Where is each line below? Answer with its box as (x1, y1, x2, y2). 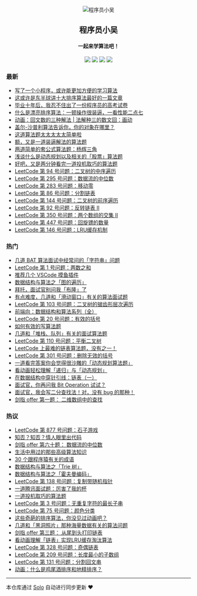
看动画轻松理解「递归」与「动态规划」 (14, 367, 107, 374)
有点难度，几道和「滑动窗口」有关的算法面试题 (14, 293, 128, 300)
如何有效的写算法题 (14, 323, 62, 330)
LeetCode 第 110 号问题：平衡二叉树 (14, 337, 102, 344)
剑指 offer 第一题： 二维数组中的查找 (14, 396, 103, 403)
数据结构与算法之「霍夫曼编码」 (14, 470, 92, 478)
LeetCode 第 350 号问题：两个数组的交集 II (14, 211, 118, 218)
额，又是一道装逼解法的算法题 (14, 138, 87, 145)
